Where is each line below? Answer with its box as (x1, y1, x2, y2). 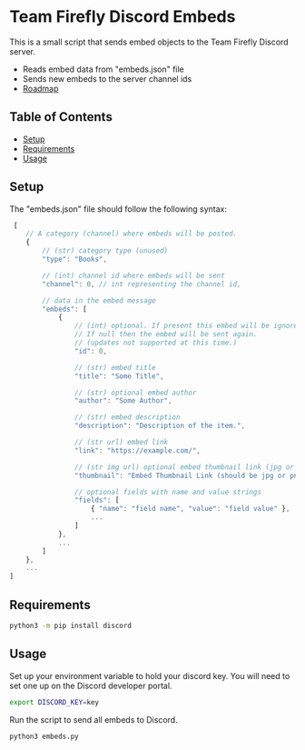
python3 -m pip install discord (9, 621, 132, 630)
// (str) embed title (74, 363, 156, 372)
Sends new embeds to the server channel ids (22, 73, 192, 84)
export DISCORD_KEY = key (9, 697, 100, 706)
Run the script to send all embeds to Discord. (9, 714, 179, 725)
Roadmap (22, 83, 59, 94)
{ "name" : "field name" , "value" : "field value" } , (90, 505, 290, 514)
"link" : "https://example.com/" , (74, 445, 202, 455)
